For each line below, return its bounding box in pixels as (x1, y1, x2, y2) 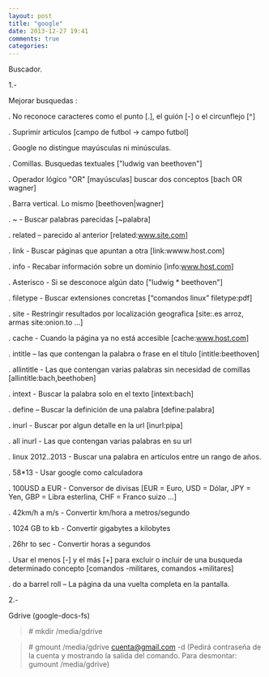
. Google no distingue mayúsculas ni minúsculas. (8, 143, 172, 153)
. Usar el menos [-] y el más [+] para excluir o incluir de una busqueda (8, 555, 243, 565)
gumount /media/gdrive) (28, 659, 110, 670)
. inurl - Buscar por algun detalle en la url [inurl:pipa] (8, 420, 184, 430)
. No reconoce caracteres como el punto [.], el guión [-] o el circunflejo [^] (8, 111, 256, 122)
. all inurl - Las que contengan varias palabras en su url (8, 436, 192, 446)
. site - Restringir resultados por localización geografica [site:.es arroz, (8, 309, 245, 319)
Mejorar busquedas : (8, 96, 78, 106)
